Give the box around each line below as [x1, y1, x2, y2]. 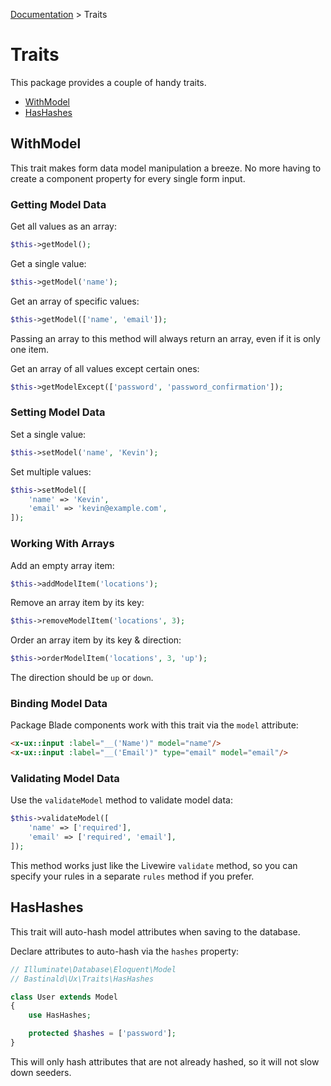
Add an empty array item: [10, 559, 115, 571]
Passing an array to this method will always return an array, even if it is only [10, 332, 321, 344]
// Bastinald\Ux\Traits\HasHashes [10, 974, 155, 984]
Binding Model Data [10, 697, 108, 711]
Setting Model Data [10, 405, 106, 419]
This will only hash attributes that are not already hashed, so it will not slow [10, 1055, 320, 1068]
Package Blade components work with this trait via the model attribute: [10, 719, 299, 731]
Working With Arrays [10, 537, 115, 551]
